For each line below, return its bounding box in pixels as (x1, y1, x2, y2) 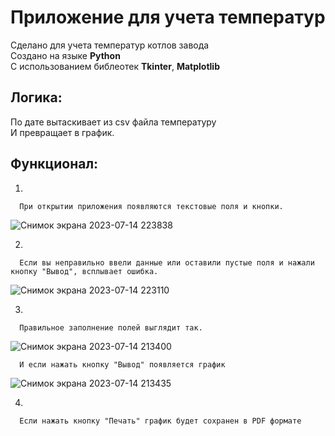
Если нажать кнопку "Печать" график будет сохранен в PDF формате (19, 416, 302, 426)
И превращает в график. (10, 126, 115, 138)
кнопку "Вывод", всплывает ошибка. (10, 266, 159, 276)
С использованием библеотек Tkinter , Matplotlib (10, 60, 220, 72)
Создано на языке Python (10, 49, 121, 61)
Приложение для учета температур (10, 6, 326, 29)
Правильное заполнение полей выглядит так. (19, 322, 203, 333)
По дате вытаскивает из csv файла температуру (10, 116, 217, 128)
